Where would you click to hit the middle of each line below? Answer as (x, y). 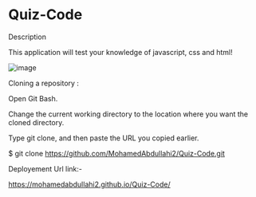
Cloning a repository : (44, 83)
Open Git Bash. (33, 98)
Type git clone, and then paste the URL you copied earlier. (104, 138)
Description (27, 37)
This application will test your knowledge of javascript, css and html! (120, 52)
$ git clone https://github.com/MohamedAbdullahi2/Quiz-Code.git (117, 153)
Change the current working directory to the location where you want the (128, 114)
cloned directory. (36, 122)
